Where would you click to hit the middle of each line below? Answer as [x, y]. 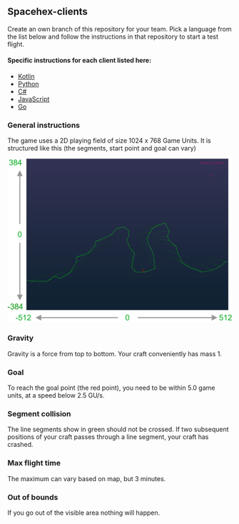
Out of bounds [33, 497]
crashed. [20, 445]
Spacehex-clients [47, 12]
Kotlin [26, 76]
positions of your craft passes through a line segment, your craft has [108, 437]
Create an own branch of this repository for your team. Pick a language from [119, 29]
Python [28, 84]
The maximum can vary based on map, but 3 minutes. [87, 478]
